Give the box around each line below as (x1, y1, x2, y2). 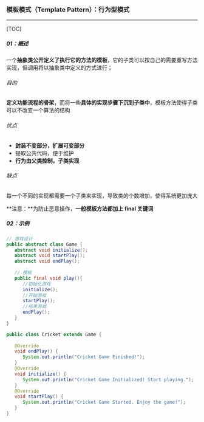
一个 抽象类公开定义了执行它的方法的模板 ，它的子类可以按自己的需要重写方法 (6, 57, 198, 64)
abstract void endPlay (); (14, 258, 80, 265)
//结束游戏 (22, 303, 47, 310)
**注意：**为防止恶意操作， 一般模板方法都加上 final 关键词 (6, 205, 154, 212)
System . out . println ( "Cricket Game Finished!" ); (22, 354, 146, 360)
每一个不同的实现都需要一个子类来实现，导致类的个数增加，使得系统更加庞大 (6, 192, 198, 199)
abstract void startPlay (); (14, 252, 86, 259)
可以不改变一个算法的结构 (6, 106, 70, 114)
